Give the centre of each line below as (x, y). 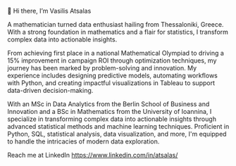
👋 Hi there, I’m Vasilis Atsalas (49, 11)
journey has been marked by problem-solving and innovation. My (102, 68)
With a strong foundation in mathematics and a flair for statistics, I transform (118, 32)
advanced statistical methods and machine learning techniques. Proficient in (118, 126)
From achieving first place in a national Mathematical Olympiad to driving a (116, 53)
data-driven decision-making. (50, 90)
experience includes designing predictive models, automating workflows (113, 75)
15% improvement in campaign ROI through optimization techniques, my (112, 60)
